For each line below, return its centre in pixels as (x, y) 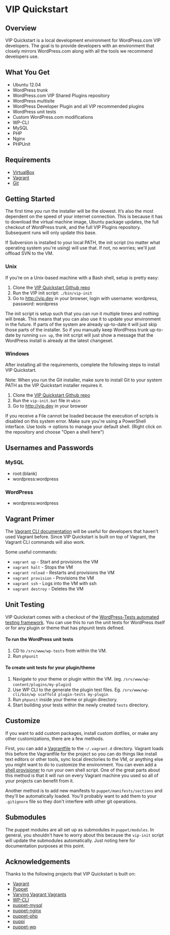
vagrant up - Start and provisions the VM (55, 562)
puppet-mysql (27, 906)
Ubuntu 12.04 (27, 84)
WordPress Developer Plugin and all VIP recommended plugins (78, 106)
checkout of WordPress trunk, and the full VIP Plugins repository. (73, 228)
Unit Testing (25, 605)
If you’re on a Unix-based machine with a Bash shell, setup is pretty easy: (82, 277)
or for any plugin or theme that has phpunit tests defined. (65, 628)
